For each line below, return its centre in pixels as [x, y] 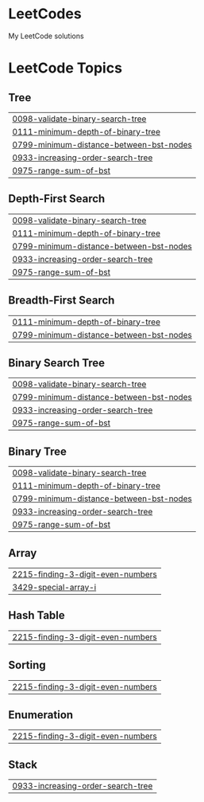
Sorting [27, 665]
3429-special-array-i [54, 587]
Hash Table [37, 615]
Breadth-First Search [62, 301]
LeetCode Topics [65, 68]
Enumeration [41, 715]
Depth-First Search [57, 199]
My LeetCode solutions [46, 36]
